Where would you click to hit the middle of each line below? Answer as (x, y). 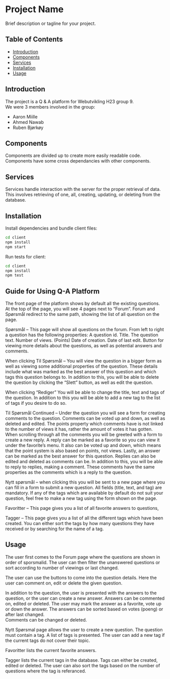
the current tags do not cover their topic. (48, 640)
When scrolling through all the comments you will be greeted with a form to (84, 435)
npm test (14, 275)
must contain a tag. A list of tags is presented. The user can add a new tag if (85, 635)
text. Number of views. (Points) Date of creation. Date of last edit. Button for (84, 340)
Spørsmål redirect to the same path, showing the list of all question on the (82, 314)
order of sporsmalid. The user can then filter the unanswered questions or (83, 562)
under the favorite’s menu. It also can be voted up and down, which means (83, 445)
